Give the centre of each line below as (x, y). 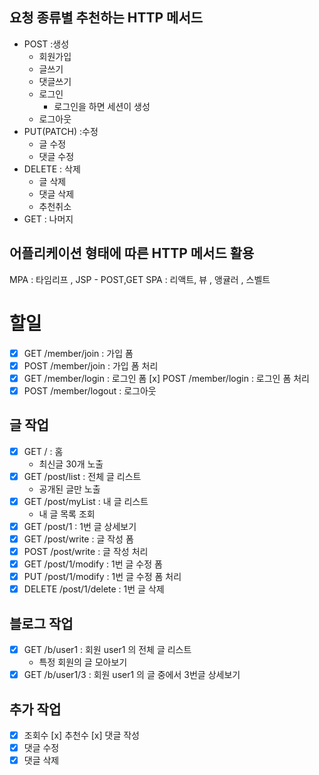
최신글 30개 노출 (71, 464)
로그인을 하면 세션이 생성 (102, 106)
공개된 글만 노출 (69, 489)
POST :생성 (46, 44)
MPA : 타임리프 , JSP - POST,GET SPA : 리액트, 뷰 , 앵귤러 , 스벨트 (140, 279)
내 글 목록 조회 (67, 514)
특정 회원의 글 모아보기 (83, 662)
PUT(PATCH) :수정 (61, 131)
